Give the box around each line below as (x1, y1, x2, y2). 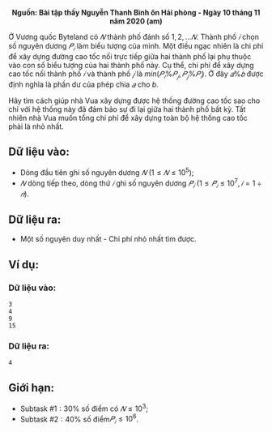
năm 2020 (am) (108, 16, 164, 26)
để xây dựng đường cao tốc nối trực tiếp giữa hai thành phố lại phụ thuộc (8, 51, 252, 61)
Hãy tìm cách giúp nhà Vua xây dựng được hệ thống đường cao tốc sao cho (8, 96, 261, 105)
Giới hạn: (8, 381, 55, 395)
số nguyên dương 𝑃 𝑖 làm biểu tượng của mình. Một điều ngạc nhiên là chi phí (8, 41, 264, 53)
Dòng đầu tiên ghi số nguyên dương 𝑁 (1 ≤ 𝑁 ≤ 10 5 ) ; (19, 166, 194, 178)
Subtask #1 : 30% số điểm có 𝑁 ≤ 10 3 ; (19, 402, 148, 413)
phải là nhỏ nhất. (8, 122, 65, 131)
